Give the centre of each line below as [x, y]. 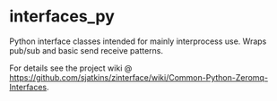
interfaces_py [62, 17]
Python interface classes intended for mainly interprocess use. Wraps [138, 41]
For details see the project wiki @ [71, 68]
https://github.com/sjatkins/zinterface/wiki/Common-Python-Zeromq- [139, 77]
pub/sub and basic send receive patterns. [87, 50]
